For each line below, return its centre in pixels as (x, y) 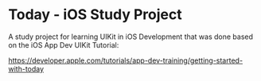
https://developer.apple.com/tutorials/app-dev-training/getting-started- (126, 60)
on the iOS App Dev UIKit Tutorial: (64, 44)
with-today (26, 68)
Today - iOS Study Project (95, 15)
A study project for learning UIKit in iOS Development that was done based (130, 37)
